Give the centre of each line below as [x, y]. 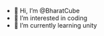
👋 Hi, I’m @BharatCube [47, 11]
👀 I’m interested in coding [51, 18]
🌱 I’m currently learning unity [55, 25]
